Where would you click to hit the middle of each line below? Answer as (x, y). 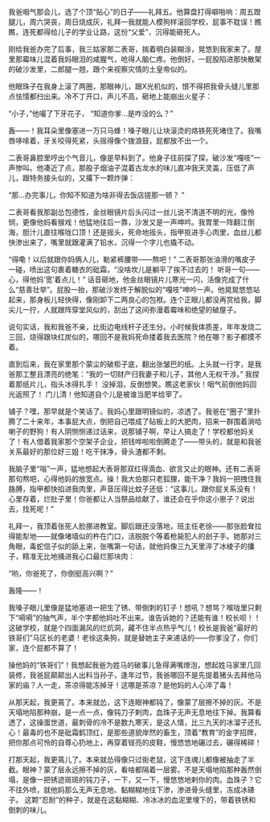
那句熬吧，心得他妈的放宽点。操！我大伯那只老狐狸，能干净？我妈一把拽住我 (135, 479)
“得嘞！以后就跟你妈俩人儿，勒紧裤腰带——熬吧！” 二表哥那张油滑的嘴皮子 (132, 259)
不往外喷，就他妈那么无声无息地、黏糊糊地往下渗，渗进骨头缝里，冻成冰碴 (131, 790)
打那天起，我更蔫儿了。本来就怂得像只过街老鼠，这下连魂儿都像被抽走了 (128, 760)
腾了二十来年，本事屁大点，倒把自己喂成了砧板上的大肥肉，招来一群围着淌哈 (135, 421)
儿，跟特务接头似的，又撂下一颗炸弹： (72, 178)
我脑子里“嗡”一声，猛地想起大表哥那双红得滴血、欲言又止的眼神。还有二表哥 (135, 469)
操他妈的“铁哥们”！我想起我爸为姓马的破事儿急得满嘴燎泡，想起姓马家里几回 (135, 665)
